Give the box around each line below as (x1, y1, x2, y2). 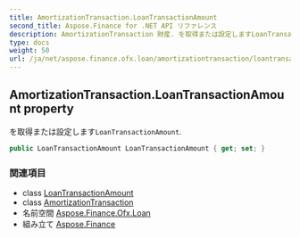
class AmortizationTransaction (21, 197, 134, 208)
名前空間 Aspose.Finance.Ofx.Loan (21, 207, 152, 218)
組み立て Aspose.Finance (21, 218, 116, 229)
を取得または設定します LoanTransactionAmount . (9, 126, 182, 136)
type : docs (9, 37, 50, 47)
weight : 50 (9, 46, 50, 55)
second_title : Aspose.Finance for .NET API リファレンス (9, 21, 217, 30)
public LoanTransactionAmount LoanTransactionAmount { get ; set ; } (9, 144, 266, 152)
